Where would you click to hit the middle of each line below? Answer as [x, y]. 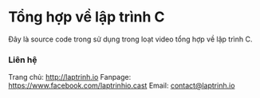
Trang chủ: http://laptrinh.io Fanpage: [70, 77]
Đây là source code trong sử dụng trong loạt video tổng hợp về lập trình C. [130, 39]
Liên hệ [23, 60]
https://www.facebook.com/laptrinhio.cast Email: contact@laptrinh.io [122, 86]
